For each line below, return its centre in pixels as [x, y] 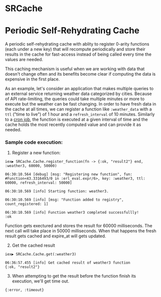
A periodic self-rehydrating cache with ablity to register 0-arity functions [77, 44]
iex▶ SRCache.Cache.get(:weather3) [41, 254]
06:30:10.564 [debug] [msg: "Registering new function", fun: [69, 174]
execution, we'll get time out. [40, 281]
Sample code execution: [34, 142]
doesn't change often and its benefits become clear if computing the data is [80, 74]
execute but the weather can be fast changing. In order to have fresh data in [81, 104]
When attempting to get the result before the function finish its [74, 276]
